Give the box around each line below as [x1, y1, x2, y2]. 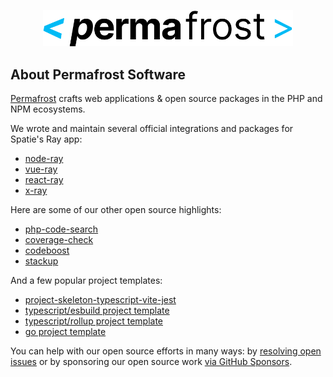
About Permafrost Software [10, 66, 187, 83]
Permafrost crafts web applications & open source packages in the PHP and [10, 92, 323, 104]
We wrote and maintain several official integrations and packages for [10, 122, 294, 134]
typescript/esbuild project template [24, 304, 170, 316]
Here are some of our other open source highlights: [10, 203, 222, 215]
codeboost [24, 244, 70, 256]
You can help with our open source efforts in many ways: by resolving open [10, 345, 322, 357]
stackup [24, 255, 59, 267]
